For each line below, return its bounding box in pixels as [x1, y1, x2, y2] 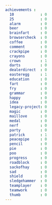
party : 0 [9, 127, 48, 132]
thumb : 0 [9, 192, 48, 197]
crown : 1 [9, 58, 48, 63]
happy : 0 [9, 95, 48, 100]
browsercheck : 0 [9, 35, 48, 40]
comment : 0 [9, 44, 48, 49]
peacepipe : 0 [9, 137, 48, 142]
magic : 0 [9, 109, 48, 114]
